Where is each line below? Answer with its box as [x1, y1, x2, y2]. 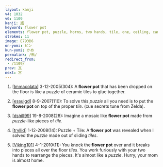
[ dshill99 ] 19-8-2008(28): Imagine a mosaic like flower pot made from [12, 113, 153, 118]
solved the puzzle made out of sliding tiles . [12, 132, 98, 138]
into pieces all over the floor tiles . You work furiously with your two [12, 147, 146, 153]
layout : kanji [5, 7, 34, 12]
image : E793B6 [5, 39, 34, 44]
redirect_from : [5, 57, 36, 62]
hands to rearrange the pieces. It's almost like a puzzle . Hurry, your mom [12, 152, 158, 158]
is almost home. [12, 157, 44, 163]
